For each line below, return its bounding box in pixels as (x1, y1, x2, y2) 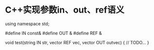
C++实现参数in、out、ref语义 (5, 4, 125, 16)
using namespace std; (5, 20, 50, 27)
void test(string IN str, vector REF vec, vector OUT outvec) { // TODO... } (5, 39, 150, 45)
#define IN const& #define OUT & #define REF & (5, 30, 102, 36)
